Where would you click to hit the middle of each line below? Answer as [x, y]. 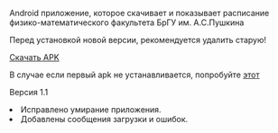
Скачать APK [35, 57]
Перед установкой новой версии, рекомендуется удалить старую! [138, 40]
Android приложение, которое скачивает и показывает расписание [139, 13]
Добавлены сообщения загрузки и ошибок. [105, 119]
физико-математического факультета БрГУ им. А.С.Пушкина [127, 22]
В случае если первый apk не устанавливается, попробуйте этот [134, 75]
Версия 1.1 [29, 92]
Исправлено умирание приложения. [91, 110]
